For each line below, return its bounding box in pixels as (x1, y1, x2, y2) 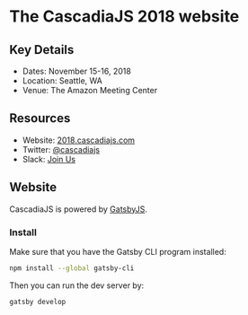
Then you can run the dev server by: (9, 280, 145, 291)
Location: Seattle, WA (22, 75, 103, 86)
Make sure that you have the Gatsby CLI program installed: (9, 246, 226, 257)
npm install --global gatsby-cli (9, 263, 135, 273)
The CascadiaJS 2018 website (9, 6, 240, 27)
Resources (9, 110, 71, 127)
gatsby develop (9, 297, 66, 306)
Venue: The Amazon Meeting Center (22, 85, 158, 95)
